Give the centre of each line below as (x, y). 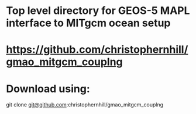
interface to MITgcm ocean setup (88, 23)
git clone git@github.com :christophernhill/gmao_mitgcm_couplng (85, 105)
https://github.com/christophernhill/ (97, 50)
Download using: (48, 89)
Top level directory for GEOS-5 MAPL (98, 11)
